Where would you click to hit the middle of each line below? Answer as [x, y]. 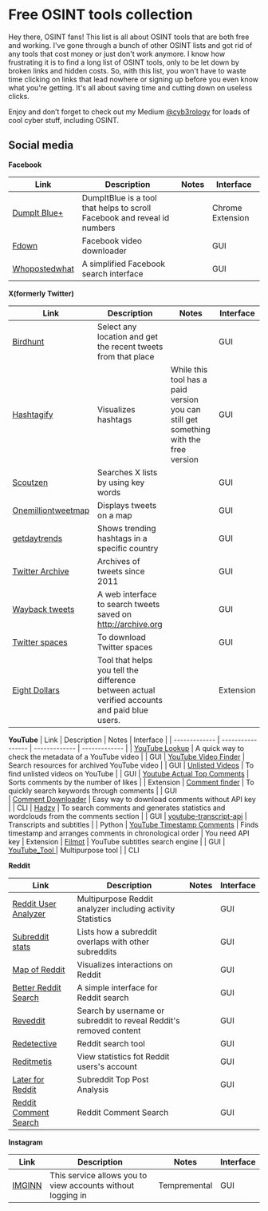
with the [185, 439]
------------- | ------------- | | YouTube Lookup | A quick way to [139, 748]
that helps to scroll [116, 208]
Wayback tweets [43, 609]
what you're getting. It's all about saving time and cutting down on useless [130, 87]
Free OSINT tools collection [100, 15]
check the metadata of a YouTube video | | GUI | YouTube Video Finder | [127, 756]
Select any [117, 327]
